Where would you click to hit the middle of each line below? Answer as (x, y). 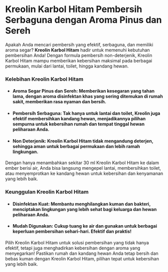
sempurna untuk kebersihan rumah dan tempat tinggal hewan (78, 124)
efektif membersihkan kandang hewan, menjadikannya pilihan (79, 119)
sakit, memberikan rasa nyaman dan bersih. (59, 102)
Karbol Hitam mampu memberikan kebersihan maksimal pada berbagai (79, 60)
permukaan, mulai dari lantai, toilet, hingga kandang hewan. (67, 66)
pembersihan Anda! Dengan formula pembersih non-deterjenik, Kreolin (79, 55)
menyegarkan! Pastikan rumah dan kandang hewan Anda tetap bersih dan (82, 253)
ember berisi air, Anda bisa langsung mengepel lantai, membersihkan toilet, (83, 168)
